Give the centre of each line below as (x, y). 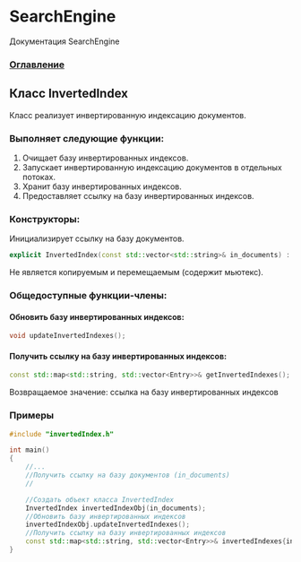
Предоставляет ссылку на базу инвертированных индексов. (138, 195)
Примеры (32, 416)
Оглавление (37, 65)
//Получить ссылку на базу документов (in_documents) (128, 476)
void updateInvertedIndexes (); (68, 336)
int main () (30, 450)
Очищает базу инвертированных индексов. (105, 158)
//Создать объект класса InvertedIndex (100, 499)
